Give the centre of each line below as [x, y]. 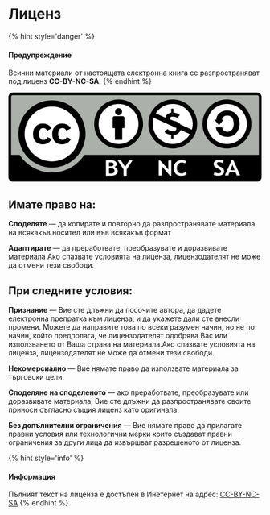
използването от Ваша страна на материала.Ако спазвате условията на [132, 344]
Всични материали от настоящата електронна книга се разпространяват [134, 73]
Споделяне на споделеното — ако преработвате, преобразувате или [129, 392]
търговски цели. [36, 376]
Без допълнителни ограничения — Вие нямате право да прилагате [125, 425]
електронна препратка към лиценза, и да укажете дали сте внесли [124, 318]
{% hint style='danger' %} [51, 36]
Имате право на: [52, 204]
